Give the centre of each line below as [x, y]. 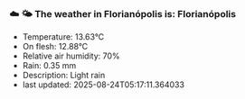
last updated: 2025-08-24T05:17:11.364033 [104, 85]
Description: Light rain [64, 76]
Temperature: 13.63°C [63, 37]
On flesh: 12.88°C [55, 47]
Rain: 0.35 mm [49, 66]
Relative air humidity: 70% [71, 56]
